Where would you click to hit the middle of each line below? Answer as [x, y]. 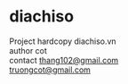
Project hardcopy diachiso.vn [63, 41]
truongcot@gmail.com [50, 70]
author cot [28, 50]
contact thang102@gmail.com [64, 60]
